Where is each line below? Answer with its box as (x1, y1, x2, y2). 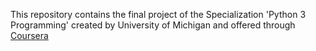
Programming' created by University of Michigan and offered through (10, 19, 296, 31)
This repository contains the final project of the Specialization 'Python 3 (10, 9, 307, 20)
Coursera (10, 30, 49, 41)
